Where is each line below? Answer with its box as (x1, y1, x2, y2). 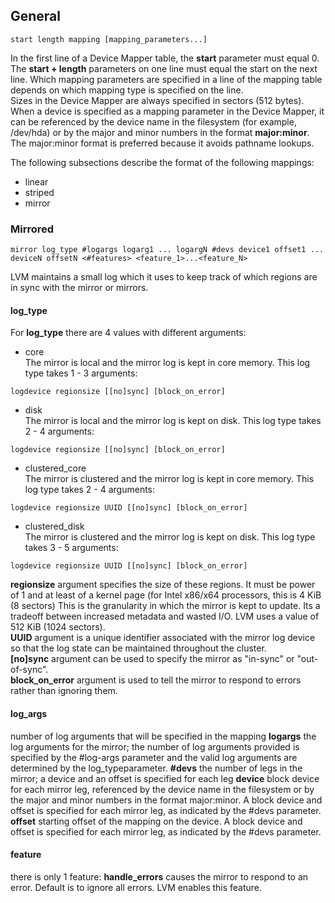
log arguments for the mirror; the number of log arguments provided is (10, 740, 300, 753)
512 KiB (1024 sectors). (10, 621, 106, 633)
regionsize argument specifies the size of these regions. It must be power (10, 579, 316, 591)
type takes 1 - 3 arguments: (24, 367, 138, 379)
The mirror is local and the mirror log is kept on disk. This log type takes (24, 415, 322, 427)
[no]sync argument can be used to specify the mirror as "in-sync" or (10, 653, 295, 665)
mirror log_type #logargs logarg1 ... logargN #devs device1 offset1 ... (10, 245, 325, 255)
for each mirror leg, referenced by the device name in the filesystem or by (10, 783, 315, 795)
